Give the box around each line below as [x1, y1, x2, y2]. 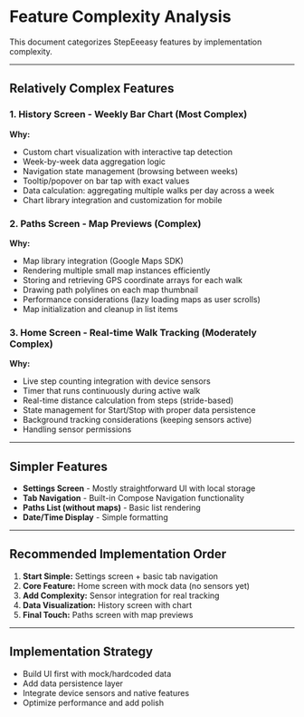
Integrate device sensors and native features [22, 687, 190, 698]
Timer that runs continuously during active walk [22, 386, 201, 397]
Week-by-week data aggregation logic [22, 156, 166, 167]
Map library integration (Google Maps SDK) [22, 255, 184, 266]
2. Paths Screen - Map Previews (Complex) [9, 217, 202, 230]
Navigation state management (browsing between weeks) [22, 165, 238, 176]
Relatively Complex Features [9, 81, 175, 96]
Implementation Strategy [9, 644, 154, 660]
